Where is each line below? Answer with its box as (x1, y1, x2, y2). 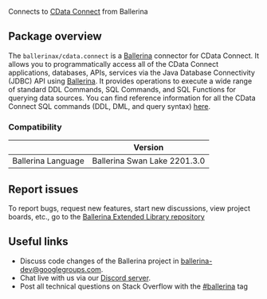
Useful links (8, 235, 69, 249)
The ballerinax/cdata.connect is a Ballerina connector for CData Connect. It (8, 51, 260, 60)
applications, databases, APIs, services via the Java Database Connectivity (8, 68, 255, 77)
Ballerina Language (12, 155, 85, 166)
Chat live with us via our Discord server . (19, 273, 151, 282)
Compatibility (8, 121, 62, 132)
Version (133, 142, 164, 153)
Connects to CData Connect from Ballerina (8, 7, 149, 16)
